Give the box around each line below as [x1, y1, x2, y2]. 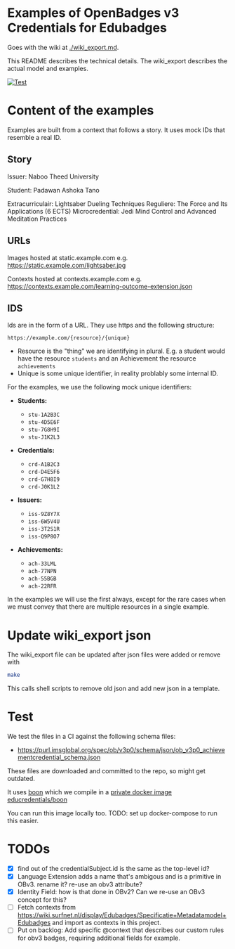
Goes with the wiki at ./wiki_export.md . [7, 43, 119, 51]
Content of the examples [7, 103, 154, 119]
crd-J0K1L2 [27, 484, 60, 491]
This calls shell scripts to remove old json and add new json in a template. [7, 684, 220, 693]
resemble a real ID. [7, 133, 62, 141]
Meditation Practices [7, 214, 67, 223]
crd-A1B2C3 [27, 461, 60, 468]
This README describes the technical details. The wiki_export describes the [7, 56, 228, 65]
